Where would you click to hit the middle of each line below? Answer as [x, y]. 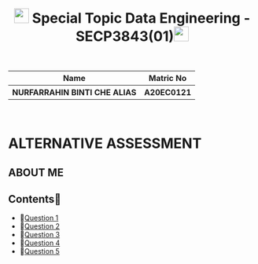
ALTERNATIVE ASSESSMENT [105, 143]
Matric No [168, 78]
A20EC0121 [168, 92]
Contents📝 [35, 199]
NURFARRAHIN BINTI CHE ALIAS [74, 92]
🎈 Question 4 [40, 243]
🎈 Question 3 [40, 235]
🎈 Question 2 [40, 226]
